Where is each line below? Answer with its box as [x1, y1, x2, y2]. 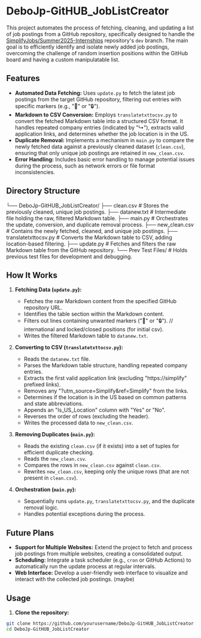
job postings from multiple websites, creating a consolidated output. [14, 550, 183, 558]
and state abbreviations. [23, 400, 84, 408]
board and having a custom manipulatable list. [6, 56, 120, 63]
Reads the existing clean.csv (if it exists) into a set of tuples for [23, 442, 179, 450]
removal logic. [23, 504, 59, 511]
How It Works [6, 270, 58, 280]
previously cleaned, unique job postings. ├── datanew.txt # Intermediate [6, 208, 187, 215]
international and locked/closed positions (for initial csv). [23, 326, 164, 333]
